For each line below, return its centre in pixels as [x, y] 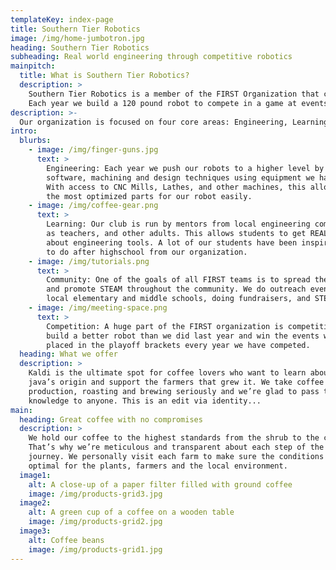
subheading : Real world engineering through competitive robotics [151, 57]
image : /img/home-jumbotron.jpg [77, 38]
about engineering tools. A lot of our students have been [172, 242]
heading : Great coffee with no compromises [111, 419]
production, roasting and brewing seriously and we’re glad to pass [174, 391]
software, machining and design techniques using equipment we [180, 177]
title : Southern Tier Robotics [75, 29]
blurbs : [35, 141]
